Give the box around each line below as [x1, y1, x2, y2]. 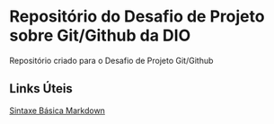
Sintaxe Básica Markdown [9, 105, 106, 116]
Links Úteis [9, 81, 74, 96]
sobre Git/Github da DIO [9, 25, 191, 46]
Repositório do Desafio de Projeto [9, 6, 265, 27]
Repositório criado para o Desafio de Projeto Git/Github [9, 55, 214, 66]
